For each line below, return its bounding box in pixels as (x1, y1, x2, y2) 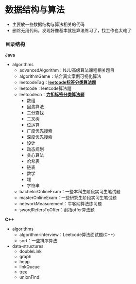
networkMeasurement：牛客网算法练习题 (19, 201, 102, 207)
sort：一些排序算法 (19, 238, 57, 244)
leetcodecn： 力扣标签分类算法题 (19, 92, 85, 98)
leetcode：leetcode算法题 (19, 85, 72, 91)
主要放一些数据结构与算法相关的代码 (12, 21, 85, 27)
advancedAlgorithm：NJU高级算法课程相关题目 (19, 67, 115, 73)
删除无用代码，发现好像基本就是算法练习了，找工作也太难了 (12, 27, 132, 33)
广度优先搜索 (26, 128, 52, 134)
